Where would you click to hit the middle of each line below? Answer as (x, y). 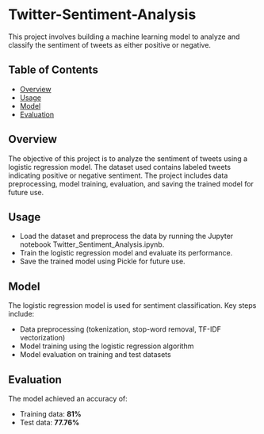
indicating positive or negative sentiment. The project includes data (118, 175)
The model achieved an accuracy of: (68, 399)
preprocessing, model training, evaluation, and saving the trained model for (131, 183)
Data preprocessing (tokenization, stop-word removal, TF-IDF (121, 329)
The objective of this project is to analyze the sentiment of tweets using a (128, 158)
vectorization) (42, 338)
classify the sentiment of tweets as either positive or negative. (110, 44)
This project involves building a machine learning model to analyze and (124, 36)
